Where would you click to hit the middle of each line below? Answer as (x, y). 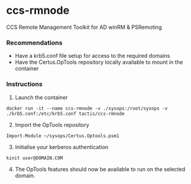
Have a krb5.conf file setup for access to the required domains (92, 56)
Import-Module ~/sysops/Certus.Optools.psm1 (63, 136)
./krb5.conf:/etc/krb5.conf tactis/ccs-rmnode (65, 114)
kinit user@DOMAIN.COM (35, 158)
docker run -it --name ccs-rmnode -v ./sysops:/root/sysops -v (87, 108)
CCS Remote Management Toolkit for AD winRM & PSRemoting (84, 27)
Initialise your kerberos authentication (62, 147)
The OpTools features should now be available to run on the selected (100, 169)
